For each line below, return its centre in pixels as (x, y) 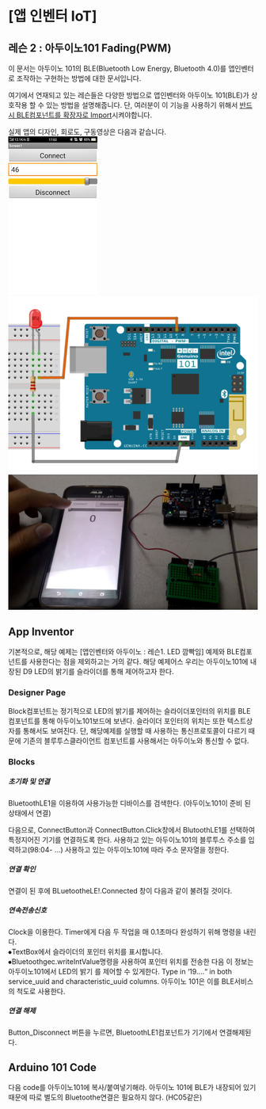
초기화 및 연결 (29, 782)
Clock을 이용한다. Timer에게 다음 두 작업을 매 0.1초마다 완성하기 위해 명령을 (125, 932)
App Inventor (41, 632)
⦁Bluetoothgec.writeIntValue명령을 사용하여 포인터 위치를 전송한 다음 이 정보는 (131, 961)
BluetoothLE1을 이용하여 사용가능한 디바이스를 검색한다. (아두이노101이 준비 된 (129, 803)
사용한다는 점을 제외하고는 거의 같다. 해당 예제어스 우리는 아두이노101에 (139, 661)
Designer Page (37, 692)
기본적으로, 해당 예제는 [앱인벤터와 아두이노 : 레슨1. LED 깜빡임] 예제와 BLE (124, 652)
